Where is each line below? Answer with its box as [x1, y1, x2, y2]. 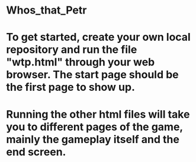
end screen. [6, 145, 66, 158]
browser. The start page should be [6, 68, 179, 81]
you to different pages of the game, [6, 120, 184, 133]
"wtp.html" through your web [6, 55, 155, 69]
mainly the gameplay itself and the [6, 133, 179, 146]
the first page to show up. [6, 81, 135, 94]
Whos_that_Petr [6, 4, 87, 17]
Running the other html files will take [6, 107, 190, 121]
